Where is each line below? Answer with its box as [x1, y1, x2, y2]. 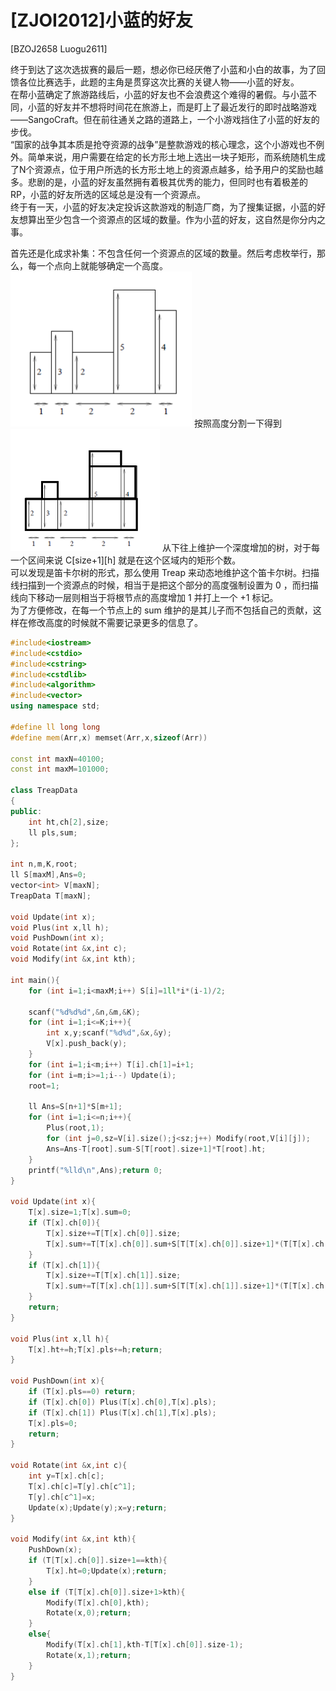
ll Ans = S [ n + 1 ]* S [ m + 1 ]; [28, 1102, 123, 1112]
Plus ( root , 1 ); [46, 1123, 105, 1133]
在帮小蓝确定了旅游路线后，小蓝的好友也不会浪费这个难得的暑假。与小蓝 [10, 88, 308, 100]
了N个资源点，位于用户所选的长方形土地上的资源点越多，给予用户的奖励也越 [10, 163, 324, 175]
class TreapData [10, 786, 78, 796]
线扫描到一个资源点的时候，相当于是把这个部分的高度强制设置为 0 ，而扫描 [10, 579, 319, 591]
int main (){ [10, 975, 60, 985]
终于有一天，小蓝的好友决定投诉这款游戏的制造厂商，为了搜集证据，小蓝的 [10, 201, 317, 213]
